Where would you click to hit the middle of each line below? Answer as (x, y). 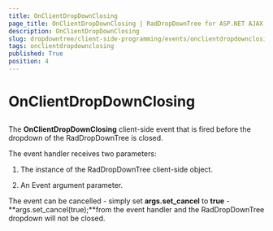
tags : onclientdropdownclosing (61, 46)
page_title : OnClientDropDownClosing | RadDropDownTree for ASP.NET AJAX (136, 24)
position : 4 (28, 62)
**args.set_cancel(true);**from (60, 210)
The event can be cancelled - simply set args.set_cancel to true (117, 201)
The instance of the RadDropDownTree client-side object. (117, 170)
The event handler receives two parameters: (82, 154)
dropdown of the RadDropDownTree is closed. (86, 138)
